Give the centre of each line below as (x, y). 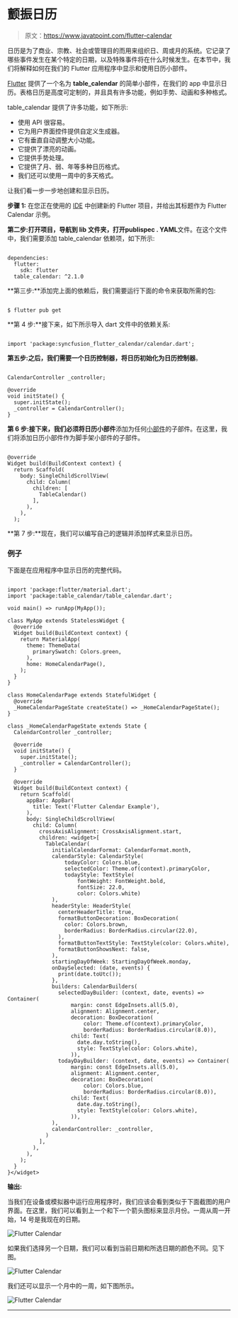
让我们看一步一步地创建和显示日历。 (60, 190)
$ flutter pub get (34, 310)
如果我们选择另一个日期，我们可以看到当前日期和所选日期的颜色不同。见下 (116, 1249)
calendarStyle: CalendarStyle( (98, 857)
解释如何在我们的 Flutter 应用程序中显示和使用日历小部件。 (105, 68)
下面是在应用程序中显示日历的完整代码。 (66, 570)
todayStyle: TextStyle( (99, 875)
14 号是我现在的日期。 (52, 1220)
